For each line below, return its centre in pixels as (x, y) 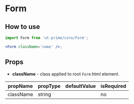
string (45, 94)
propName (20, 86)
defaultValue (81, 86)
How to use (22, 27)
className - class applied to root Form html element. (66, 74)
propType (49, 86)
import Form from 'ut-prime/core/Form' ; (47, 38)
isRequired (113, 86)
